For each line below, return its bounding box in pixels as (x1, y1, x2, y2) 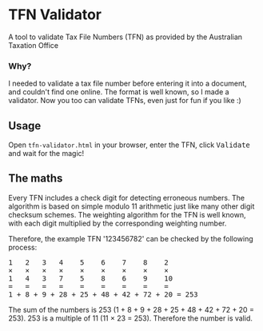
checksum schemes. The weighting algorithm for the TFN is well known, (8, 209, 246, 219)
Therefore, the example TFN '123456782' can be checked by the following (8, 233, 253, 243)
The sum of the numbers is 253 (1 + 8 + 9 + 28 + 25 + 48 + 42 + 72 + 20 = (8, 305, 254, 314)
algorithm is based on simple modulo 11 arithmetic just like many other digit (8, 201, 255, 211)
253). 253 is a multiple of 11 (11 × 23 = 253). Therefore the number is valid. (8, 313, 253, 323)
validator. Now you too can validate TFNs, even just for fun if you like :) (8, 96, 241, 106)
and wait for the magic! (8, 149, 85, 158)
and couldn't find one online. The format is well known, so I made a (8, 87, 229, 97)
